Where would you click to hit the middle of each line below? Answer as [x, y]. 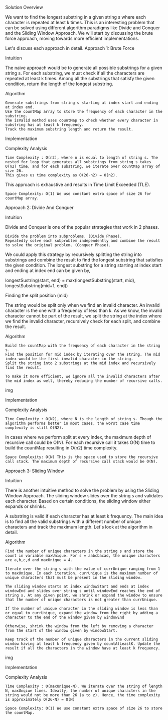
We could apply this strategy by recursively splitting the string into [73, 254]
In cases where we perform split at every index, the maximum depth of [78, 437]
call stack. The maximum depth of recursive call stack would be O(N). [81, 462]
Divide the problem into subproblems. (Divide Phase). [64, 236]
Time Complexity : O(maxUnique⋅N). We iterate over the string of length [84, 686]
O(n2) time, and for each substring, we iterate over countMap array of [83, 166]
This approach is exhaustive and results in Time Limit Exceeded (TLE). [78, 184]
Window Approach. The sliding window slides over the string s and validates [84, 496]
